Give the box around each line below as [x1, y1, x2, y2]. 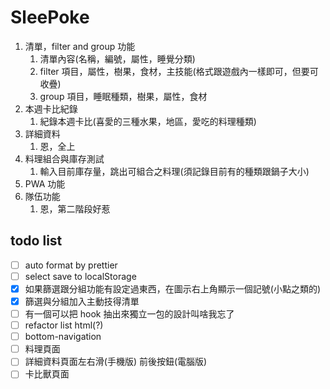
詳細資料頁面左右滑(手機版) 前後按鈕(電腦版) [24, 356, 208, 368]
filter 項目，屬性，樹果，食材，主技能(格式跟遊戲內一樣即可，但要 [39, 65, 310, 77]
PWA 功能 [24, 177, 66, 190]
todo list [10, 232, 63, 250]
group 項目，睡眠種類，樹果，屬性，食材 [39, 90, 208, 102]
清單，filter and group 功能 [24, 40, 136, 52]
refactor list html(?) [24, 319, 104, 331]
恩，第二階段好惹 [39, 202, 111, 215]
